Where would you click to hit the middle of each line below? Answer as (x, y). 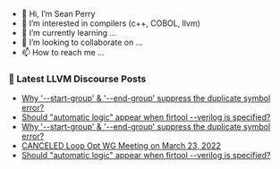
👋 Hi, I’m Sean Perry (58, 14)
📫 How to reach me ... (63, 52)
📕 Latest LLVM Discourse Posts (77, 79)
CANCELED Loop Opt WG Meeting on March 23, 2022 (121, 146)
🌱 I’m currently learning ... (69, 33)
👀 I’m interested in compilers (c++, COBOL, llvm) (110, 23)
